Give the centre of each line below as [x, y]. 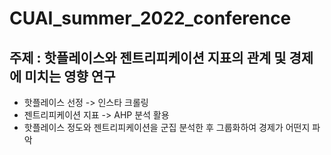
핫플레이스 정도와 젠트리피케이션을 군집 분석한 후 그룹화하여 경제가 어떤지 [167, 127]
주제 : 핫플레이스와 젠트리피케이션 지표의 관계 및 [148, 57]
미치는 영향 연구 [70, 76]
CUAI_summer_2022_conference [150, 18]
